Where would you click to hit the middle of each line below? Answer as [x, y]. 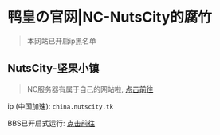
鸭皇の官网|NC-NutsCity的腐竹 [110, 17]
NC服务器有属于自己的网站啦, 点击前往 [90, 89]
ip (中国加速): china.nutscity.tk [60, 106]
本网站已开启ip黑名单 [61, 41]
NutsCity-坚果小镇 [53, 68]
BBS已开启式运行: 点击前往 [51, 123]
